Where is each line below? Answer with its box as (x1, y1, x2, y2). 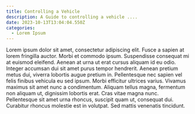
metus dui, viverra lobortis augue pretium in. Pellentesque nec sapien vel (6, 71, 183, 78)
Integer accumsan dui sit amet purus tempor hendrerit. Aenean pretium (6, 65, 179, 72)
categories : (6, 25, 35, 31)
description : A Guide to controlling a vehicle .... (6, 14, 138, 20)
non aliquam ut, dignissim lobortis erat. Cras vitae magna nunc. (6, 90, 159, 97)
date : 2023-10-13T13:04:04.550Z (6, 19, 85, 25)
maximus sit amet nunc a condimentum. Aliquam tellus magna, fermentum (6, 84, 186, 91)
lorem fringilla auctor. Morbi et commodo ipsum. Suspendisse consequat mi (6, 53, 190, 60)
